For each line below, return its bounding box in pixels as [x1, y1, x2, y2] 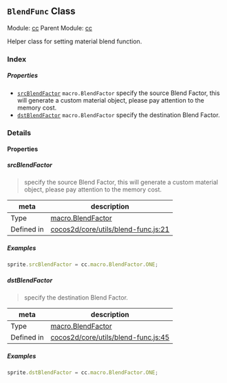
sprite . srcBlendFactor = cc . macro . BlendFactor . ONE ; [7, 261, 158, 268]
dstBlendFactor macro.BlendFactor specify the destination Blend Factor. [17, 110, 220, 119]
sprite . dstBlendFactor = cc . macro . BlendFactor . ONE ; [7, 369, 158, 376]
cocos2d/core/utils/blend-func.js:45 [50, 333, 170, 342]
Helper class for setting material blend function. [7, 37, 142, 45]
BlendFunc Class [7, 6, 76, 17]
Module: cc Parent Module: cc [7, 23, 93, 32]
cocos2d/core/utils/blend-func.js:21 [50, 225, 170, 234]
